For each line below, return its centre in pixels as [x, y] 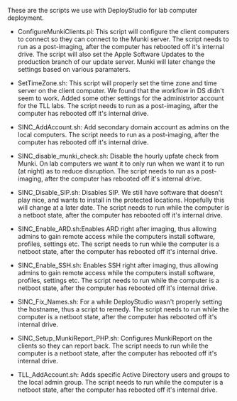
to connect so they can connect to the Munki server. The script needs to [123, 39]
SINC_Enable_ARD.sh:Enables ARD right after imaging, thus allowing [117, 229]
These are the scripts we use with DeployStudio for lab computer [103, 10]
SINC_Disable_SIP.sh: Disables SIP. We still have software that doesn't [120, 192]
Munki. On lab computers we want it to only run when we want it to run [121, 164]
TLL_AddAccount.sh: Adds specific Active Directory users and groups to [124, 375]
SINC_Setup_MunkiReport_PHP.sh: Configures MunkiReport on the [115, 338]
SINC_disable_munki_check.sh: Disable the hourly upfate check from [118, 156]
